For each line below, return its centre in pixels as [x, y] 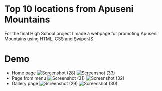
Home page [24, 73]
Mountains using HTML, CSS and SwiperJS [49, 39]
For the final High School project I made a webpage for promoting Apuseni [81, 33]
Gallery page [25, 83]
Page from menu [29, 78]
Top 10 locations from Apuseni [69, 9]
